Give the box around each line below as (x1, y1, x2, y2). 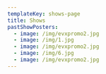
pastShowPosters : (7, 23, 59, 30)
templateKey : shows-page (7, 10, 81, 18)
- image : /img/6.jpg (13, 50, 74, 57)
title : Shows (7, 17, 46, 24)
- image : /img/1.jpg (13, 37, 74, 44)
